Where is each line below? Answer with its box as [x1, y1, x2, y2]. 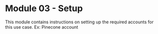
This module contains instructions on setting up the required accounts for [5, 19, 154, 25]
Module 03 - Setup [5, 3, 83, 14]
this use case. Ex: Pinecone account [5, 24, 79, 30]
